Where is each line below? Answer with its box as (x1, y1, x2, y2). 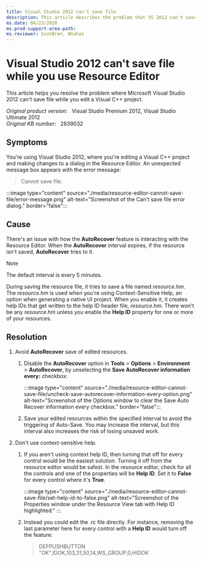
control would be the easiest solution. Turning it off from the (23, 457, 172, 464)
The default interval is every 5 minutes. (6, 271, 103, 279)
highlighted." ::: (23, 507, 62, 514)
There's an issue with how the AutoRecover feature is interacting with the (6, 235, 188, 243)
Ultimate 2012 (6, 114, 41, 121)
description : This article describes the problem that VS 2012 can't (6, 14, 184, 20)
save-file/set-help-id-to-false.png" (23, 494, 110, 501)
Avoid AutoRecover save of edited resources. (14, 348, 128, 355)
